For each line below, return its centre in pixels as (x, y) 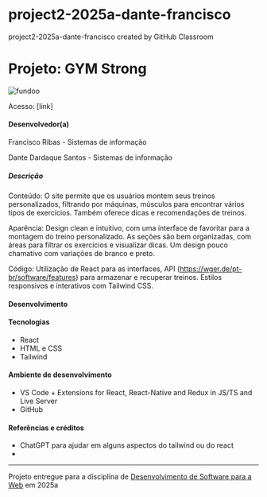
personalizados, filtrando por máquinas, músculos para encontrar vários (126, 204)
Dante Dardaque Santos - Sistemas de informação (91, 157)
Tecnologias (29, 322)
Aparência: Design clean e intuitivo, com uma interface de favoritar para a (129, 228)
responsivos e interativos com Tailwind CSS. (81, 286)
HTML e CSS (41, 348)
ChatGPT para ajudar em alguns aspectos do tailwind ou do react (127, 445)
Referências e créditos (46, 428)
